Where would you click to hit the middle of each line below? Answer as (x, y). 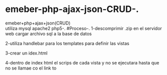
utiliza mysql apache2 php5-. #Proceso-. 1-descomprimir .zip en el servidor (84, 28)
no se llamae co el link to (31, 68)
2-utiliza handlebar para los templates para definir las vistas (67, 43)
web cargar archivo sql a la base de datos (49, 33)
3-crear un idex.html (26, 53)
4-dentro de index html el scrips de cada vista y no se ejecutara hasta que (82, 62)
